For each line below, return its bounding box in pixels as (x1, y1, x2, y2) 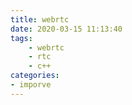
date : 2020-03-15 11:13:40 (10, 24, 123, 34)
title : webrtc (10, 14, 70, 25)
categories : (10, 71, 60, 81)
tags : (10, 33, 33, 43)
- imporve (10, 80, 52, 90)
